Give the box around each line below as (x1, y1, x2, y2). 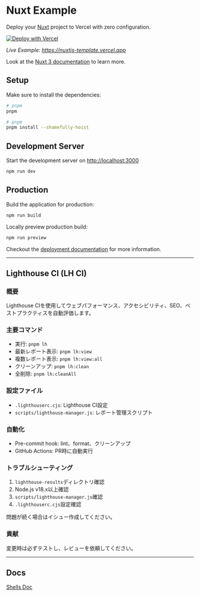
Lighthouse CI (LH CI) (6, 268, 87, 278)
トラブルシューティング (6, 464, 73, 472)
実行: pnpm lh (14, 341, 48, 348)
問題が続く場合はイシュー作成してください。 (6, 514, 116, 521)
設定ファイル (6, 387, 43, 395)
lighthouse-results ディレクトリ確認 (14, 478, 105, 486)
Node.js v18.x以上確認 (14, 486, 69, 493)
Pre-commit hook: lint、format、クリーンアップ (14, 440, 131, 447)
